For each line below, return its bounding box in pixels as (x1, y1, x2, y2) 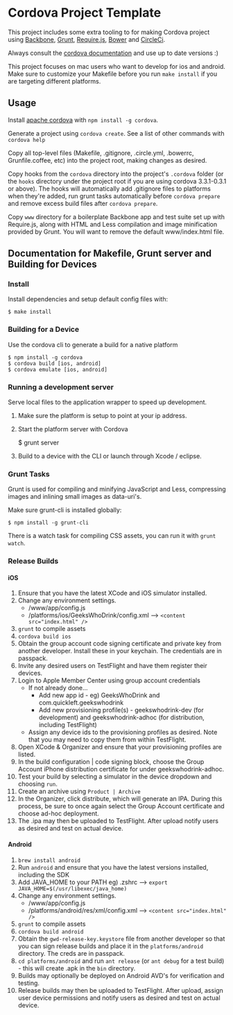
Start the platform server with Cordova (17, 425, 128, 433)
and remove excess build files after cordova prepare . (8, 199, 158, 207)
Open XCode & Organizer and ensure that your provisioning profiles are (17, 743, 223, 751)
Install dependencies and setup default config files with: (8, 295, 169, 303)
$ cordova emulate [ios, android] (8, 366, 108, 373)
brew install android (17, 857, 80, 864)
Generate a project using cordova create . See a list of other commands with (8, 129, 225, 137)
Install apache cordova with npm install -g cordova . (8, 115, 159, 124)
